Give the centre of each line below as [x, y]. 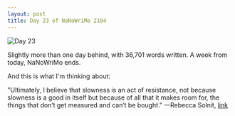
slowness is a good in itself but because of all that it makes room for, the [114, 97]
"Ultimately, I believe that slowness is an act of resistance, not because [112, 90]
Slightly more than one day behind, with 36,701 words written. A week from [117, 55]
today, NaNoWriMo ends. [44, 62]
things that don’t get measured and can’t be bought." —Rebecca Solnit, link [118, 105]
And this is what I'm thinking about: [59, 76]
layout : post [27, 14]
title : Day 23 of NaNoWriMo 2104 [57, 21]
